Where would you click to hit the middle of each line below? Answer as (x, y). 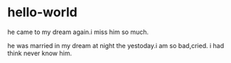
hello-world (43, 12)
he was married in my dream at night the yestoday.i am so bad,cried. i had (116, 45)
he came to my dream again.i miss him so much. (78, 32)
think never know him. (40, 53)
